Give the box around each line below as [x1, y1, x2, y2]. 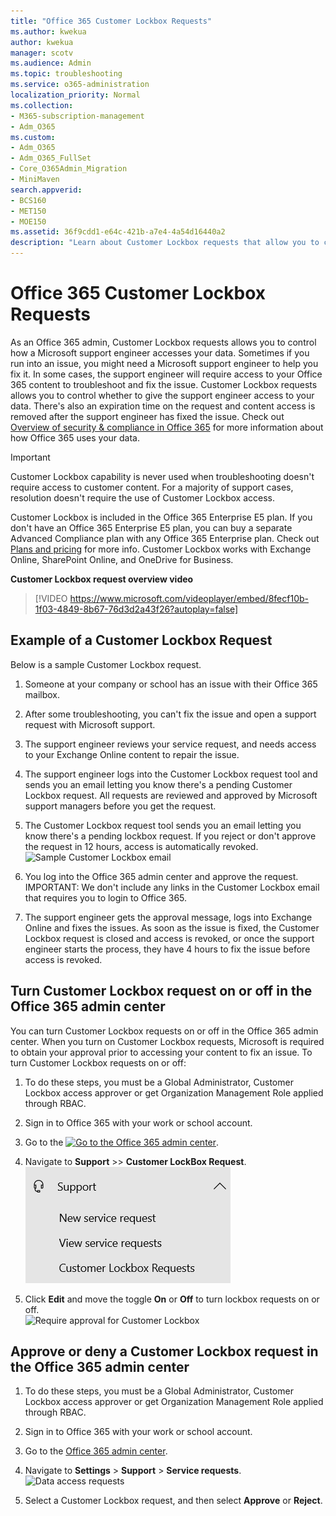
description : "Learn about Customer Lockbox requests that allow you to [10, 238, 320, 248]
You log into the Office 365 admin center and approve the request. [24, 870, 299, 882]
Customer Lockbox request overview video [10, 573, 194, 585]
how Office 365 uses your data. [10, 431, 141, 444]
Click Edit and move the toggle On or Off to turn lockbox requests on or [24, 1293, 320, 1305]
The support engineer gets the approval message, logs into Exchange [24, 911, 313, 923]
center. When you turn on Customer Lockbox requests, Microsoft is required [10, 1035, 325, 1047]
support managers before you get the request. [24, 800, 217, 812]
